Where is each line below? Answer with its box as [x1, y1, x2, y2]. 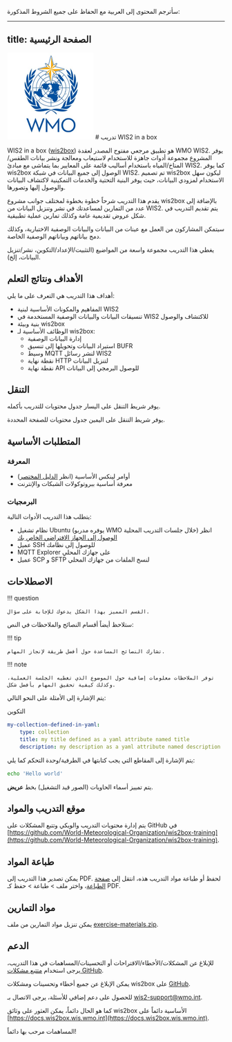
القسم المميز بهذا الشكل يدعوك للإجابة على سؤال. [7, 608, 150, 616]
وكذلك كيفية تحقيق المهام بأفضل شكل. [7, 681, 116, 688]
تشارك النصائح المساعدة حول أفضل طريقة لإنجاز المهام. [7, 648, 166, 655]
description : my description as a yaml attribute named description [19, 743, 221, 750]
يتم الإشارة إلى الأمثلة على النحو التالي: [7, 694, 106, 702]
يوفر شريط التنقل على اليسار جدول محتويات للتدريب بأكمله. [7, 402, 161, 410]
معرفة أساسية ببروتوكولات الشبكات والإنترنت [17, 480, 133, 488]
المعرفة [7, 456, 30, 466]
